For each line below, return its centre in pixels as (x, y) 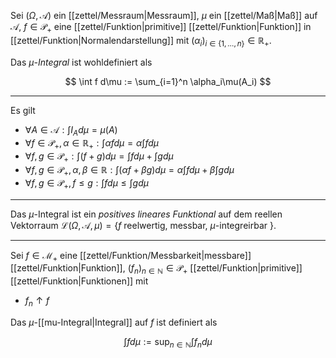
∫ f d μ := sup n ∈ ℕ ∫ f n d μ (168, 342)
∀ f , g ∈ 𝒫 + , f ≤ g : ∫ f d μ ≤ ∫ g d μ (87, 183)
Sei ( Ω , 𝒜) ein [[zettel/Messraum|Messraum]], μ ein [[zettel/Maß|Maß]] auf (164, 15)
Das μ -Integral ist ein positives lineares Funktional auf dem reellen (146, 214)
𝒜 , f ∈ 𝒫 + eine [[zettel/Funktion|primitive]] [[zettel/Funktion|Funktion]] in (161, 28)
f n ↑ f (37, 302)
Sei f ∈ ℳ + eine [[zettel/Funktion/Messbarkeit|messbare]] (131, 256)
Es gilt (23, 110)
